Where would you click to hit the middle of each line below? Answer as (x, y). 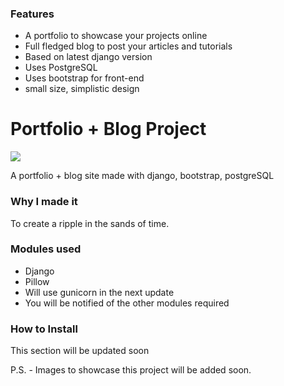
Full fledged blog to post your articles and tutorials (128, 46)
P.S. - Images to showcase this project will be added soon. (131, 370)
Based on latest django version (88, 57)
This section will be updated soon (80, 351)
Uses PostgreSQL (61, 68)
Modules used (46, 249)
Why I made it (44, 202)
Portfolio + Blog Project (108, 129)
